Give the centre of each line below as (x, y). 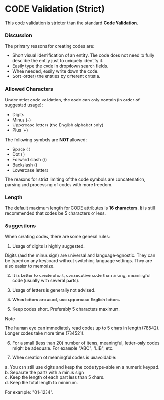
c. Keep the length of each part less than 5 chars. (55, 377)
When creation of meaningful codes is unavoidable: (64, 358)
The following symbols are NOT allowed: (46, 139)
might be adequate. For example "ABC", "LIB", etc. (63, 348)
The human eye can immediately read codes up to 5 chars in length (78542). (82, 328)
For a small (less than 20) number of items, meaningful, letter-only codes (86, 343)
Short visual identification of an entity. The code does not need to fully (83, 55)
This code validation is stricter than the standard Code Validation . (71, 23)
